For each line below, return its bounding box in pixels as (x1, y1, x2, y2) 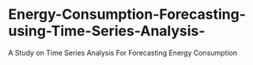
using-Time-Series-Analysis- (8, 22, 206, 40)
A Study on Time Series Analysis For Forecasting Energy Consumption (8, 48, 238, 57)
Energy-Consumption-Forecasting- (8, 5, 247, 23)
